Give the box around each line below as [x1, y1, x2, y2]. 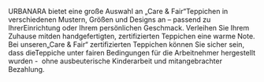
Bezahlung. [8, 65, 45, 73]
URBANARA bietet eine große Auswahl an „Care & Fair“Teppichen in [8, 7, 229, 16]
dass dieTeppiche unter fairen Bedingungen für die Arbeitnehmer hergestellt [8, 48, 256, 57]
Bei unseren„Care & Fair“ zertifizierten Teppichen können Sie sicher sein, [8, 40, 245, 49]
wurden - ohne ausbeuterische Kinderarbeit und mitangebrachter [8, 56, 223, 66]
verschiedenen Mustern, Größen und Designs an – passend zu [8, 15, 211, 24]
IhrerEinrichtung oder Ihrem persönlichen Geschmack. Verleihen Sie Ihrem [8, 23, 250, 32]
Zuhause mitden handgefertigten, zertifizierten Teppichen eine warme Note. [8, 31, 255, 41]
